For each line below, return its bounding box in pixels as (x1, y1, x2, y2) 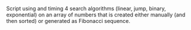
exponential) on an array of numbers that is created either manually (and (6, 11, 186, 18)
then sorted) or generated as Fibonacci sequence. (6, 18, 131, 24)
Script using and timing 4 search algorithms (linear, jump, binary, (6, 5, 166, 12)
